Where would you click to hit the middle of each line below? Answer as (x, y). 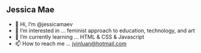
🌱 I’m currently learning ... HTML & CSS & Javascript (79, 37)
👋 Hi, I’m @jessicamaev (44, 24)
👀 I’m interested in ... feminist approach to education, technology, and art (105, 30)
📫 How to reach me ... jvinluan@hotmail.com (71, 43)
